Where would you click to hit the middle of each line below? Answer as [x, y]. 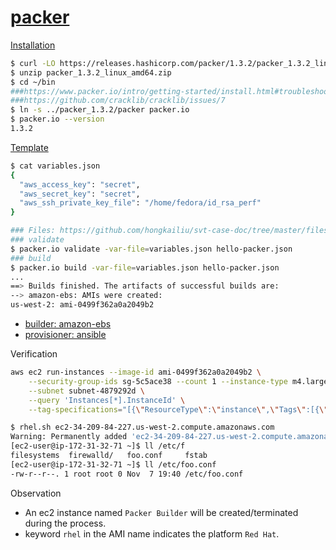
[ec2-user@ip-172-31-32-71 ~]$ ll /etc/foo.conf [113, 464]
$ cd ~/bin [33, 82]
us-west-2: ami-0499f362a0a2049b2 [82, 305]
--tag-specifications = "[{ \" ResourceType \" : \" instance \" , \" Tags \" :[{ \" [178, 409]
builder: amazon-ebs [68, 324]
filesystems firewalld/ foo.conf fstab [109, 456]
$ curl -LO [33, 63]
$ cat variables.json [55, 166]
